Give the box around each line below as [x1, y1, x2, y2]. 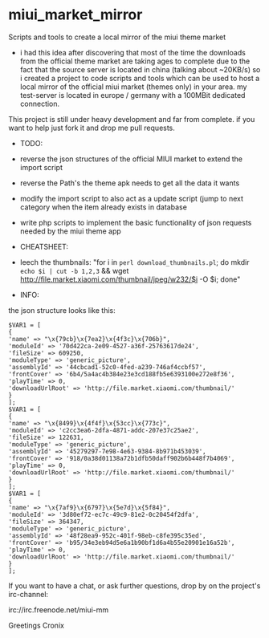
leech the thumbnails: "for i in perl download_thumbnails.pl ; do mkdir [19, 257, 250, 266]
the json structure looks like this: [8, 305, 116, 315]
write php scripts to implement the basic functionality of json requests [19, 217, 252, 227]
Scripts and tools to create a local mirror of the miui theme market [8, 32, 226, 42]
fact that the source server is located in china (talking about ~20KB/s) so [19, 64, 261, 74]
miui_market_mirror [8, 6, 143, 24]
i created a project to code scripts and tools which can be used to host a [19, 73, 260, 83]
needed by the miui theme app [19, 226, 122, 236]
